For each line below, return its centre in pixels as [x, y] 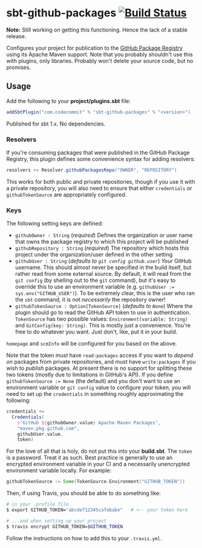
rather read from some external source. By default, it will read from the [103, 274]
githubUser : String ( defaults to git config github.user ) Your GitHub [103, 261]
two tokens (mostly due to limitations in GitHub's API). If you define [90, 375]
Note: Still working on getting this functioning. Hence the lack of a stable [97, 30]
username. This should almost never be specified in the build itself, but [103, 267]
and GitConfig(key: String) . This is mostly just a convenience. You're [103, 326]
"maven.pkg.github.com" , [48, 428]
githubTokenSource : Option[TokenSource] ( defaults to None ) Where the [104, 306]
